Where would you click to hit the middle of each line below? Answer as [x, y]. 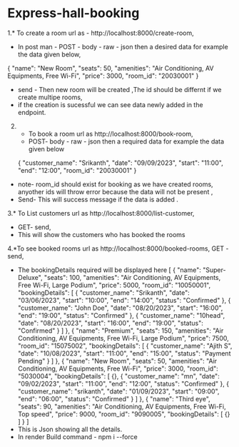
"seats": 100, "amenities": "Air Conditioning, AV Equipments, [132, 277]
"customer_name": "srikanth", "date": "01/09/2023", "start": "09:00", [118, 391]
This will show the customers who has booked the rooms [101, 234]
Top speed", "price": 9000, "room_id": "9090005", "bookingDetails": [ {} [124, 414]
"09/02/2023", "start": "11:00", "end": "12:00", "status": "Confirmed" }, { [123, 383]
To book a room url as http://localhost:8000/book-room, [111, 134]
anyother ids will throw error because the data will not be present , [115, 191]
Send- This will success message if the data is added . [98, 199]
